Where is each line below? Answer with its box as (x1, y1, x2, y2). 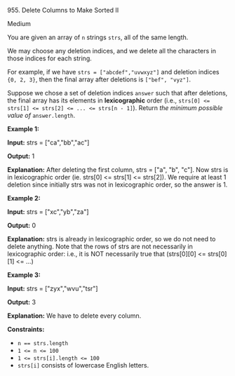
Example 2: (7, 194, 41, 202)
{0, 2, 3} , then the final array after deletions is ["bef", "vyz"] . (7, 75, 192, 83)
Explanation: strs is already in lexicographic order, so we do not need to (7, 235, 216, 243)
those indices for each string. (7, 54, 93, 62)
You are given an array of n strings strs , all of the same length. (7, 33, 189, 41)
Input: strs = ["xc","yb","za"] (7, 208, 89, 216)
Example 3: (7, 271, 41, 279)
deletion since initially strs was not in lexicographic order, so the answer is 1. (7, 180, 228, 189)
